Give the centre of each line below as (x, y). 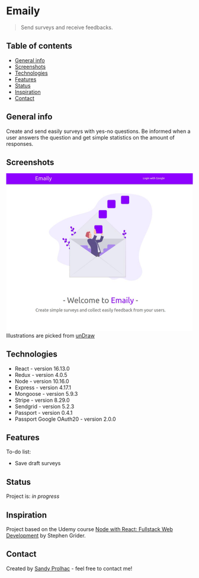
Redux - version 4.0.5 (41, 374)
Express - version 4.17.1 (43, 388)
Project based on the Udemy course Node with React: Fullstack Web (90, 529)
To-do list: (19, 452)
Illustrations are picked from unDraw (50, 335)
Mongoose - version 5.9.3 (46, 393)
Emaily (23, 11)
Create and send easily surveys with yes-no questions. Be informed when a (98, 131)
